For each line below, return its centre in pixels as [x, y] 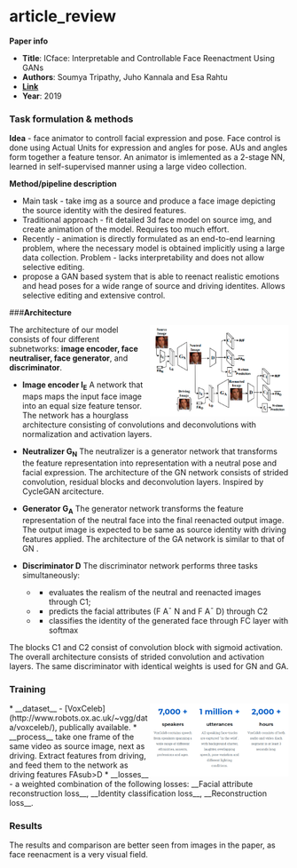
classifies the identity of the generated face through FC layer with [168, 620]
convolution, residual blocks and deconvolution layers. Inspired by [143, 482]
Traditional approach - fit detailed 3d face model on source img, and [147, 220]
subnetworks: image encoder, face [74, 349]
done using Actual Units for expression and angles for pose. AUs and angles [148, 147]
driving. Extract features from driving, [78, 755]
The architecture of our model [64, 330]
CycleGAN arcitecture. [63, 491]
